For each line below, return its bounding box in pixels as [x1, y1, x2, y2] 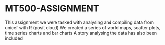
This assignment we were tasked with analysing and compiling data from [5, 19, 154, 25]
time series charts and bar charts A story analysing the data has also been [5, 30, 157, 36]
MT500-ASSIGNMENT [5, 3, 99, 14]
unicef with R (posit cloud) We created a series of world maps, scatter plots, [5, 24, 161, 30]
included [5, 35, 23, 41]
